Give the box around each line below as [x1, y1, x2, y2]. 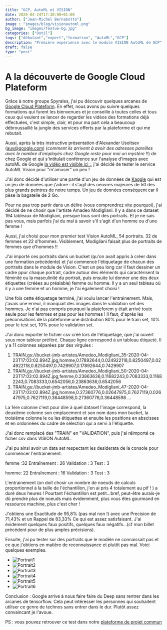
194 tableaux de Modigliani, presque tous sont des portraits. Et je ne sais [5, 213, 155, 219]
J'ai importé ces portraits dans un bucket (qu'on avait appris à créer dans [5, 254, 156, 260]
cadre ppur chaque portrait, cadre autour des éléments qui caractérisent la [5, 270, 159, 276]
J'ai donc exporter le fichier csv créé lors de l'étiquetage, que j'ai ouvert [5, 332, 154, 338]
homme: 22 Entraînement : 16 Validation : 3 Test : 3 [5, 470, 110, 476]
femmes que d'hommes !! [5, 244, 58, 250]
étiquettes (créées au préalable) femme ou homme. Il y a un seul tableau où [5, 280, 161, 286]
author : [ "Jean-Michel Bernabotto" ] [5, 17, 81, 22]
